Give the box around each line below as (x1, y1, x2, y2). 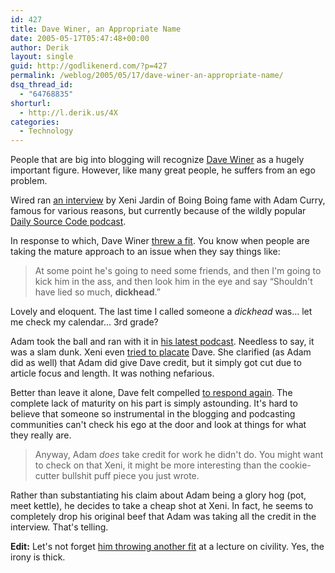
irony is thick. (10, 551, 66, 563)
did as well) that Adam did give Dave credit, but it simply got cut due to (10, 357, 302, 369)
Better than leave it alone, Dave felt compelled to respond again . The (10, 387, 293, 399)
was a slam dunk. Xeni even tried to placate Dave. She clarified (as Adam (10, 346, 312, 358)
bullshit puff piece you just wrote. (61, 470, 200, 482)
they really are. (10, 429, 72, 441)
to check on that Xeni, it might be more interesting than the (34, 459, 278, 471)
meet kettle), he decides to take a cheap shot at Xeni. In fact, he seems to (10, 500, 314, 512)
